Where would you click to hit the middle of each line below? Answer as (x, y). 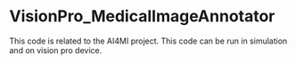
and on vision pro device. (56, 50)
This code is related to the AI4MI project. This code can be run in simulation (148, 41)
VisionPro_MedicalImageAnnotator (142, 16)
